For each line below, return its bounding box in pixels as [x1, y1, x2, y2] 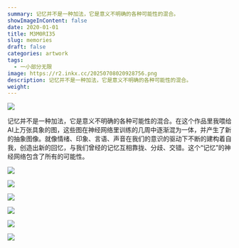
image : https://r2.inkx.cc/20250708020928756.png [7, 70, 158, 77]
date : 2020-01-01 [7, 23, 59, 31]
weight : [7, 83, 31, 90]
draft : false [7, 43, 46, 50]
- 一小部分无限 [14, 63, 53, 70]
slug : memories [7, 37, 53, 44]
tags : [7, 57, 23, 64]
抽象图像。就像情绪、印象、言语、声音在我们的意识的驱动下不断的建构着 [13, 134, 225, 143]
